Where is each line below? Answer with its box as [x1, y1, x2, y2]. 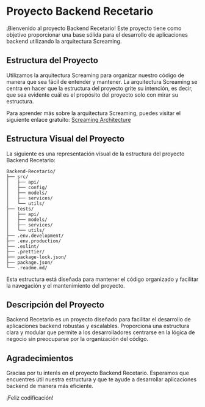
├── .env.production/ [6, 237, 62, 244]
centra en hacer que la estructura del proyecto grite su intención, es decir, [6, 84, 193, 92]
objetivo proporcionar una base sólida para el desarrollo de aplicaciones [6, 31, 188, 38]
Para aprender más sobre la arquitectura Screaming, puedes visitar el [6, 109, 181, 117]
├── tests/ [6, 206, 34, 212]
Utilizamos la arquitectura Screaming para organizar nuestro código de [6, 72, 185, 79]
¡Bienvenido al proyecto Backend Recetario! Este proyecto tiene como [6, 24, 182, 32]
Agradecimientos [6, 353, 74, 364]
